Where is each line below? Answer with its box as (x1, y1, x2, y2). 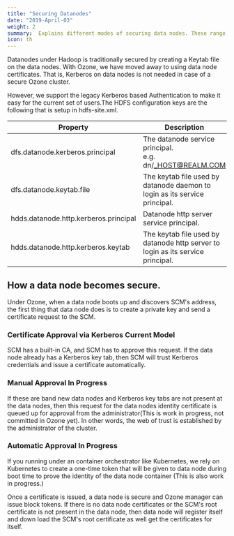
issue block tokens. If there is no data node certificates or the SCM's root (7, 500, 217, 508)
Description (164, 123, 204, 133)
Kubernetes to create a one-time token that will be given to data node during (7, 464, 227, 472)
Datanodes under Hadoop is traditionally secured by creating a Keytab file (7, 55, 219, 64)
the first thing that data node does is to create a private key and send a (7, 305, 211, 313)
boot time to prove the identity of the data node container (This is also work (7, 472, 224, 480)
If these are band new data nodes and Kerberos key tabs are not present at (7, 394, 223, 402)
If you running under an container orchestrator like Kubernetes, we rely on (7, 456, 220, 465)
